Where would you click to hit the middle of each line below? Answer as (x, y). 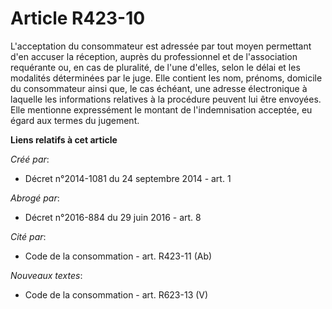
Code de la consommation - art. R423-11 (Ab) (118, 256)
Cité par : (28, 236)
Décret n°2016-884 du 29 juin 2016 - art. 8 (113, 217)
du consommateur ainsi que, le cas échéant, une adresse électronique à (159, 88)
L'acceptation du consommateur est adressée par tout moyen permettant (161, 46)
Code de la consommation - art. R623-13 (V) (116, 294)
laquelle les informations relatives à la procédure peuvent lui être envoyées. (166, 99)
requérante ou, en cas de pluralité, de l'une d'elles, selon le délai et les (155, 67)
